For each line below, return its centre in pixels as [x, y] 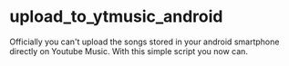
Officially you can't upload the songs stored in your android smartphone [144, 42]
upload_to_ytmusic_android [116, 17]
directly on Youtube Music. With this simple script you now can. [129, 51]
